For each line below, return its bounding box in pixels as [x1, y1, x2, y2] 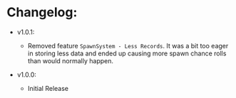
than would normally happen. [27, 56, 113, 65]
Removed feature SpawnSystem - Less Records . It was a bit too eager [27, 41, 229, 50]
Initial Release [27, 84, 69, 92]
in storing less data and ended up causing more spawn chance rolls [27, 49, 227, 58]
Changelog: [6, 4, 78, 21]
